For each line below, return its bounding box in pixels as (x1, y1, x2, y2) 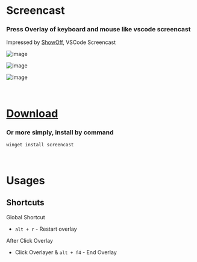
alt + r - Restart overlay (14, 225, 77, 232)
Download (6, 107, 58, 120)
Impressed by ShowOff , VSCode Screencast (6, 39, 116, 46)
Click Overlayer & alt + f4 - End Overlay (14, 248, 117, 256)
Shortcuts (6, 198, 45, 208)
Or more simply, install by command (6, 128, 114, 136)
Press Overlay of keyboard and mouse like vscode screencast (6, 25, 191, 34)
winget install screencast (6, 142, 74, 148)
